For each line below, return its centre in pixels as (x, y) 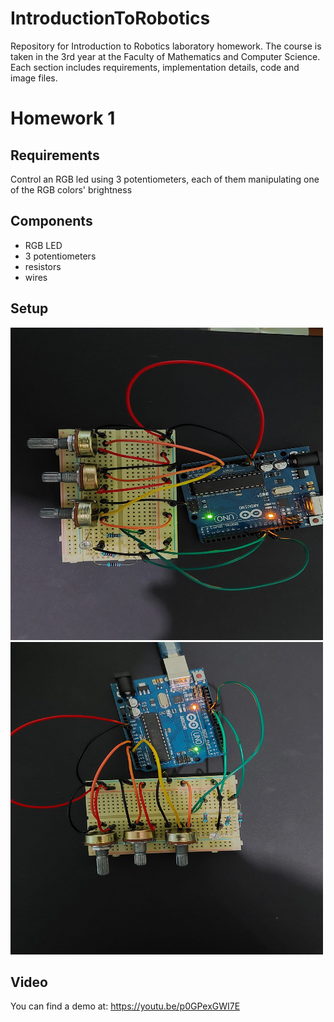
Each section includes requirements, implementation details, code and (155, 67)
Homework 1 (63, 118)
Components (51, 221)
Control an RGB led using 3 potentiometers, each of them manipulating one (165, 179)
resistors (43, 266)
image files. (34, 78)
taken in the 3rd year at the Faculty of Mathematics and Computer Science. (165, 56)
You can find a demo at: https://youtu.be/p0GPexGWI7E (125, 1006)
